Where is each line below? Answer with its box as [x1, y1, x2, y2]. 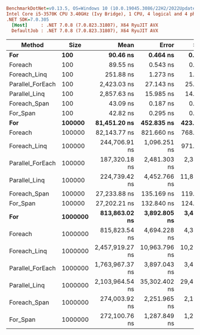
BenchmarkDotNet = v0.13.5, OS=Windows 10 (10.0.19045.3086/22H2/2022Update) [6, 5, 198, 11]
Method [21, 41, 44, 49]
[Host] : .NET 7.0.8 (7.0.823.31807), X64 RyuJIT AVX [11, 22, 159, 28]
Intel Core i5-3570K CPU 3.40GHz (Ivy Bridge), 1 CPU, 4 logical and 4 [6, 11, 187, 17]
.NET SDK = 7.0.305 [6, 16, 49, 23]
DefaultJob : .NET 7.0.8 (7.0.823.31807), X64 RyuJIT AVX [11, 27, 159, 33]
